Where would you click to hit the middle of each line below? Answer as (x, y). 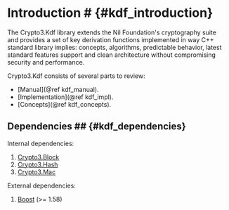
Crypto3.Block (38, 157)
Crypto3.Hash (38, 164)
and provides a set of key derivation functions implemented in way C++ (111, 39)
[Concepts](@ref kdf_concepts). (64, 104)
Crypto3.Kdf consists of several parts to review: (76, 76)
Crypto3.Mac (37, 172)
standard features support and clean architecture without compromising (112, 55)
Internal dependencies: (41, 143)
